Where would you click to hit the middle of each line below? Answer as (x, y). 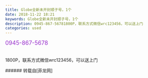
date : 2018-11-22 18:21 (30, 14)
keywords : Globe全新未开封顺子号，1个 (42, 19)
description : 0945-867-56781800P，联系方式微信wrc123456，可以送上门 (74, 24)
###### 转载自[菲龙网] (29, 71)
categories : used (23, 28)
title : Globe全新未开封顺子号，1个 (38, 10)
